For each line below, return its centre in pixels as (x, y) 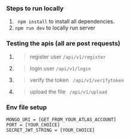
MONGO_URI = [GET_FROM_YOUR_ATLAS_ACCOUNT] (61, 119)
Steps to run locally (35, 8)
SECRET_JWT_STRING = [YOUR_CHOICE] (51, 130)
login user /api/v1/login (60, 68)
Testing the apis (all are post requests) (64, 43)
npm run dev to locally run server (55, 28)
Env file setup (27, 107)
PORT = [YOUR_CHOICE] (33, 125)
